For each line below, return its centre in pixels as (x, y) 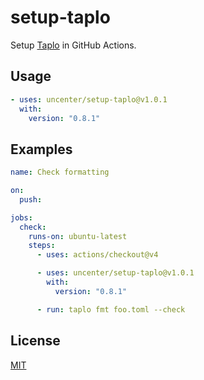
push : (31, 199)
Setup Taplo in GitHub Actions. (73, 45)
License (35, 341)
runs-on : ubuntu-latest (78, 236)
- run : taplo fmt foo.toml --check (111, 309)
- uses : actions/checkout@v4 (97, 255)
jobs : (21, 217)
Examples (41, 149)
